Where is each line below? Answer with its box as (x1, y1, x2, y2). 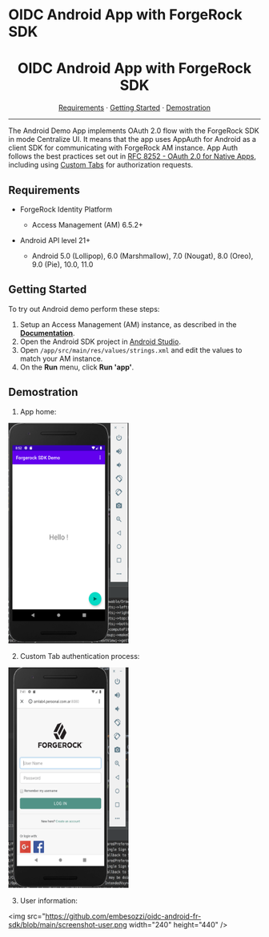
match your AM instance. (19, 353, 103, 363)
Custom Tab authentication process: (19, 651, 140, 660)
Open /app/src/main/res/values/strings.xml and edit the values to (19, 345, 243, 354)
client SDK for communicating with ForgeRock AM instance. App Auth (8, 143, 239, 153)
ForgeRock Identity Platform (19, 204, 113, 214)
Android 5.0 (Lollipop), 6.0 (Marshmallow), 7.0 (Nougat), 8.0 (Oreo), (31, 251, 254, 261)
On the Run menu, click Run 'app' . (19, 362, 134, 372)
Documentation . (19, 328, 75, 337)
